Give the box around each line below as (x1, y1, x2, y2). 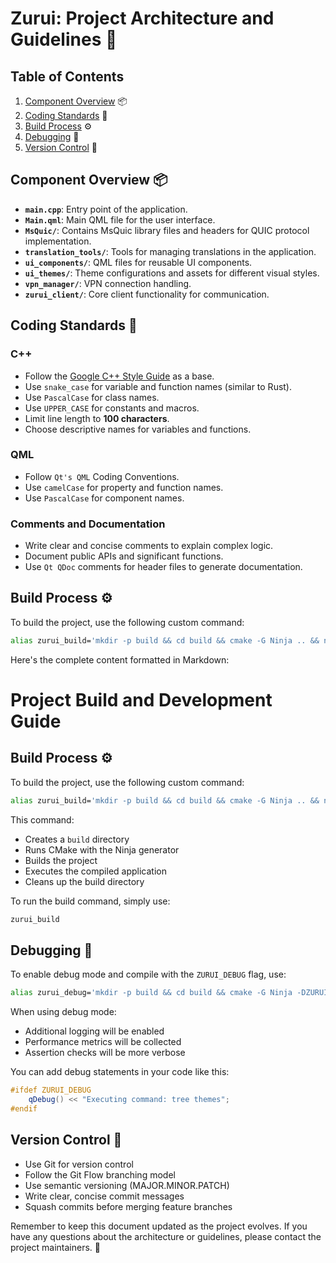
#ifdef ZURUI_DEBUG (10, 1085, 92, 1096)
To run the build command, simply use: (10, 895, 171, 907)
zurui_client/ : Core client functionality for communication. (24, 288, 270, 300)
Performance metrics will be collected (24, 1036, 182, 1048)
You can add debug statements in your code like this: (10, 1066, 230, 1078)
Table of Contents (10, 68, 125, 85)
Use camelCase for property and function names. (24, 481, 224, 493)
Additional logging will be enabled (24, 1025, 165, 1037)
